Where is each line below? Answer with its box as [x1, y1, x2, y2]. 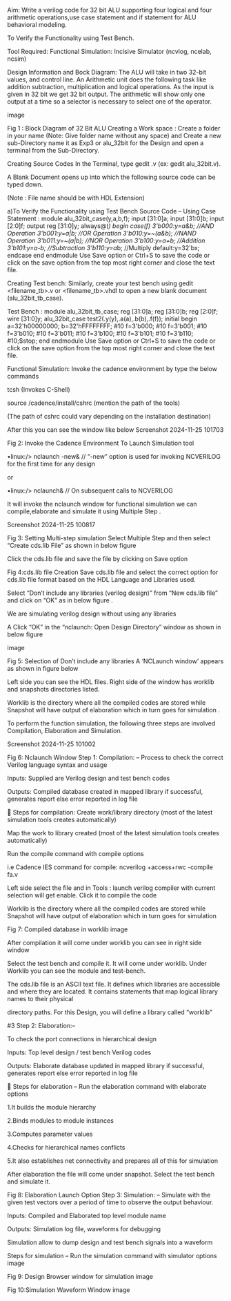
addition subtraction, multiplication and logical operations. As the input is [7, 83, 214, 91]
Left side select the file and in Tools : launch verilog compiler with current [7, 884, 216, 892]
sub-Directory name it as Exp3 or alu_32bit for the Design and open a [7, 139, 204, 147]
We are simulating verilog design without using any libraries [7, 609, 177, 618]
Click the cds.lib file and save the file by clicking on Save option [7, 555, 188, 562]
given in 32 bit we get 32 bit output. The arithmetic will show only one [7, 90, 205, 98]
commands [7, 372, 39, 380]
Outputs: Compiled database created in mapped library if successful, [7, 788, 203, 795]
